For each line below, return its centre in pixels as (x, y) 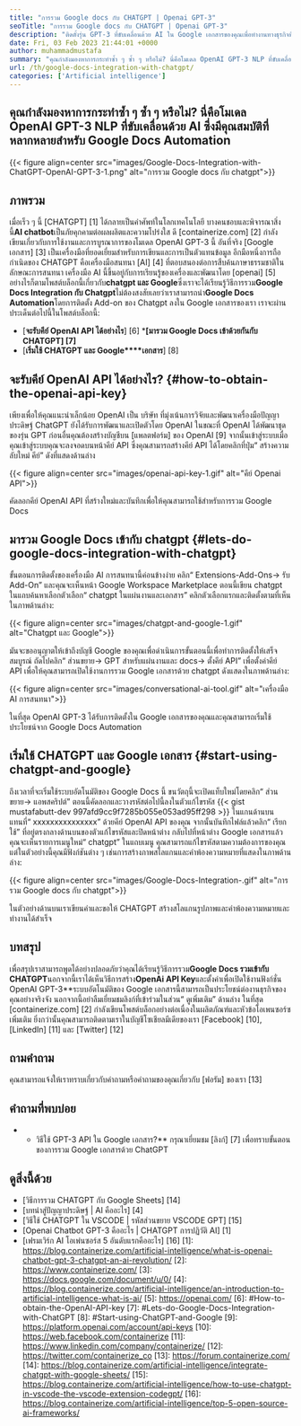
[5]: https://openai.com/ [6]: (195, 1298)
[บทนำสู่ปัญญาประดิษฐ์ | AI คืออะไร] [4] (82, 1210)
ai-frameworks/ (51, 1413)
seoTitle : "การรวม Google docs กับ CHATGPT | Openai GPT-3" (119, 26)
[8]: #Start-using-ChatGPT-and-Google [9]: (158, 1317)
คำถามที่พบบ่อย (43, 1109)
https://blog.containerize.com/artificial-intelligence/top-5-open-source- (155, 1404)
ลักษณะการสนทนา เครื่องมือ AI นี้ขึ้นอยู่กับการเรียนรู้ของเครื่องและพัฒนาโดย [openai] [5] (142, 273)
